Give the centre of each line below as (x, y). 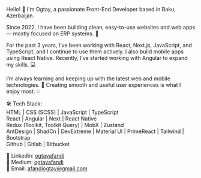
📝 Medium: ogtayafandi (35, 162)
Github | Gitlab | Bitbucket (38, 144)
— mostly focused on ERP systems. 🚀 (52, 34)
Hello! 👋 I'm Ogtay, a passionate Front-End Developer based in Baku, (91, 9)
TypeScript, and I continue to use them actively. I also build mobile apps (95, 52)
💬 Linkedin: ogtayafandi (35, 156)
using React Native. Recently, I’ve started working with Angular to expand (97, 58)
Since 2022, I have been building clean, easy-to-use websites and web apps (101, 27)
